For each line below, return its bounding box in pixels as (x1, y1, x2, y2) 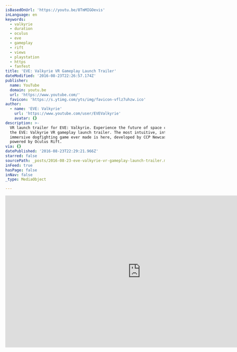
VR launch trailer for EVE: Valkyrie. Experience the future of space (10, 125, 162, 130)
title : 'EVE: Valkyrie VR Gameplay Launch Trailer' (5, 69, 116, 74)
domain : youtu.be (10, 87, 47, 93)
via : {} (5, 144, 22, 149)
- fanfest (10, 64, 30, 69)
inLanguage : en (5, 12, 37, 17)
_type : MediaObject (5, 177, 47, 182)
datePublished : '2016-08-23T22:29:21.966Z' (5, 149, 99, 154)
